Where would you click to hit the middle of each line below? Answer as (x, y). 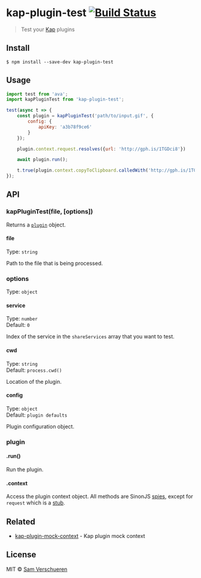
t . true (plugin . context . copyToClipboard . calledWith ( (83, 170)
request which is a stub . (36, 503)
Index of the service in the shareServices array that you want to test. (90, 337)
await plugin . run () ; (42, 160)
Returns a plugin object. (36, 225)
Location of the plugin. (34, 381)
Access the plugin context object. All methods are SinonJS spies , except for (100, 497)
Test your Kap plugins (48, 29)
